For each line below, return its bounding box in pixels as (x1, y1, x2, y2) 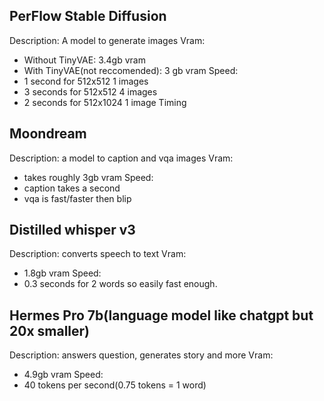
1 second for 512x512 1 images (23, 75, 149, 87)
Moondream (9, 125, 87, 143)
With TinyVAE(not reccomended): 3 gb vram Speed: (23, 64, 239, 76)
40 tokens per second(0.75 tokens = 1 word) (23, 379, 207, 391)
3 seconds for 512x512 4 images (23, 85, 158, 98)
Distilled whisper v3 (9, 222, 136, 239)
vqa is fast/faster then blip (23, 192, 132, 204)
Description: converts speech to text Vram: (9, 248, 187, 260)
